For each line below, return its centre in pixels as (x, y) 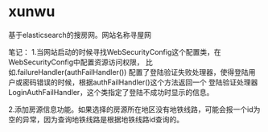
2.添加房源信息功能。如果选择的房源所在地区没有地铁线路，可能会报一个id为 (134, 109)
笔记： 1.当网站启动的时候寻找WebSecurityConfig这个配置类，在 (115, 52)
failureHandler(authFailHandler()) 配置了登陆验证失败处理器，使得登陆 (133, 72)
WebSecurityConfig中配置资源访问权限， (76, 62)
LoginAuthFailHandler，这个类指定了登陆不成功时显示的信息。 (111, 92)
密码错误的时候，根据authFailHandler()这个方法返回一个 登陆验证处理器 (140, 82)
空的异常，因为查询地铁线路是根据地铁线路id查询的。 (96, 119)
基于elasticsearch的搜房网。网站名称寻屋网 (80, 35)
